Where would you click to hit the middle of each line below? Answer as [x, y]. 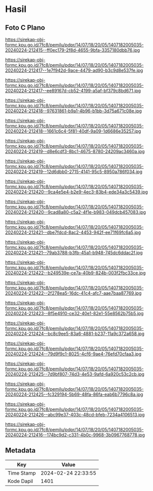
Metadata [20, 450]
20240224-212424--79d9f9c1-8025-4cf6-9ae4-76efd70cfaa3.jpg [73, 354]
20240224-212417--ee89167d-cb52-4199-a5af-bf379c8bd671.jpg [73, 90]
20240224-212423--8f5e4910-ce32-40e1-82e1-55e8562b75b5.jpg [75, 313]
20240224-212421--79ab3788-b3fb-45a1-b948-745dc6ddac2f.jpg [74, 252]
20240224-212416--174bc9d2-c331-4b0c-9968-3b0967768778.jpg [75, 435]
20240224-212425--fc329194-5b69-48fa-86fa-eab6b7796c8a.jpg [74, 394]
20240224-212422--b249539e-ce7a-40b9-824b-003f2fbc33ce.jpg [76, 273]
